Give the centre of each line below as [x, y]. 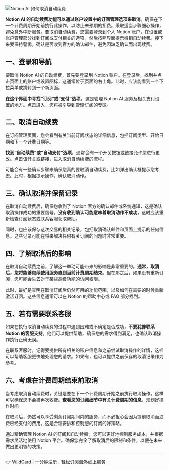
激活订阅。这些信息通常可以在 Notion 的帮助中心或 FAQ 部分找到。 [74, 296]
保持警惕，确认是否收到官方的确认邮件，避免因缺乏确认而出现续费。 [84, 44]
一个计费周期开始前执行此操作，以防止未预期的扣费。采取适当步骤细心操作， [84, 26]
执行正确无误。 [25, 340]
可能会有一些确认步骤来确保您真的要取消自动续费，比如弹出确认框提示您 [80, 169]
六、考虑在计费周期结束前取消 [52, 380]
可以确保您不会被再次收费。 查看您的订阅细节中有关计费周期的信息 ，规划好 [82, 400]
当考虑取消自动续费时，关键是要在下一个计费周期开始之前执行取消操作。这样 [84, 393]
